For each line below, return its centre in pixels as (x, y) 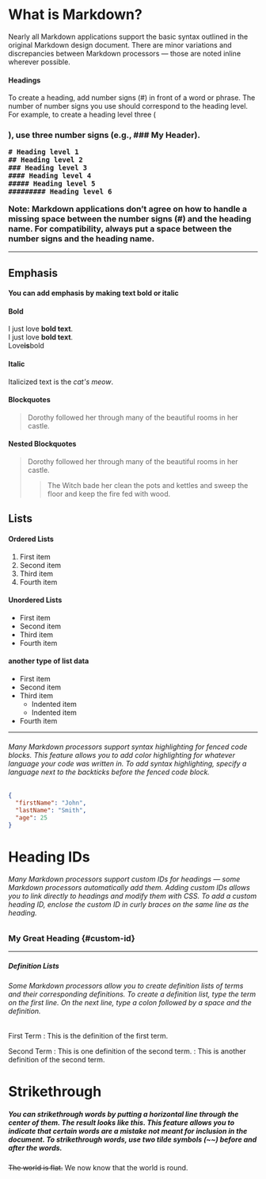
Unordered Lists (35, 600)
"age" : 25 (31, 818)
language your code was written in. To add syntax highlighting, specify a (127, 763)
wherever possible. (40, 62)
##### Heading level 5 (52, 184)
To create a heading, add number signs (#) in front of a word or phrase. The (132, 98)
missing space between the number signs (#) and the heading (130, 218)
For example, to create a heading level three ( (82, 115)
